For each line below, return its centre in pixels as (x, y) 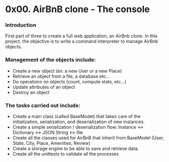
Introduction (21, 25)
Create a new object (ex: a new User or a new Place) (67, 71)
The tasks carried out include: (43, 105)
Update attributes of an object (44, 87)
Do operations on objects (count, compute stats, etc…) (69, 81)
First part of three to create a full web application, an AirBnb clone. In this (81, 36)
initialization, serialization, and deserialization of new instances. (78, 122)
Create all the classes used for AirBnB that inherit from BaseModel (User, (88, 138)
